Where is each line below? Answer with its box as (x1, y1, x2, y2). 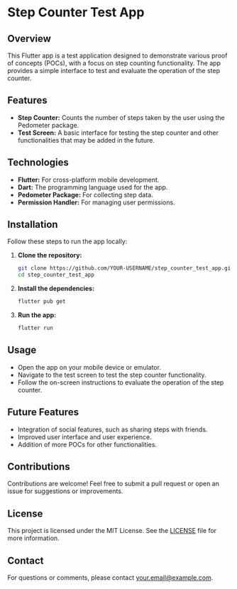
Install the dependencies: (17, 285, 94, 293)
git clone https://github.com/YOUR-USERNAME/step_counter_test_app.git (17, 265, 234, 272)
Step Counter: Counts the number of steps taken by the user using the (17, 113, 225, 121)
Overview (7, 33, 52, 45)
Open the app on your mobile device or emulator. (17, 363, 162, 371)
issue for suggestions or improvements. (7, 487, 123, 495)
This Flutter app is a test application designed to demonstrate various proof (7, 51, 228, 60)
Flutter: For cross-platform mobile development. (17, 175, 160, 184)
